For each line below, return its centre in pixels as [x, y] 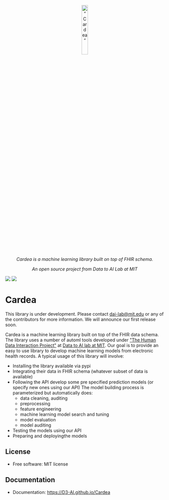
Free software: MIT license [40, 464]
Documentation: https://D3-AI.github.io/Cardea [61, 492]
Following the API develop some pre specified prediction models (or [83, 382]
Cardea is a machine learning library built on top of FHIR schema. [85, 259]
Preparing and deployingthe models [50, 436]
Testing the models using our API [47, 430]
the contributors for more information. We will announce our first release [80, 319]
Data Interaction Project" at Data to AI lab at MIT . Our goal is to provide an [82, 345]
